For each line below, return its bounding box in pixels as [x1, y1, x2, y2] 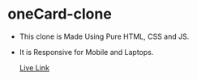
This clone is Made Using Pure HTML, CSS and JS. [19, 32, 190, 41]
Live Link [19, 62, 50, 73]
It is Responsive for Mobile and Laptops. [19, 47, 154, 57]
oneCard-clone [7, 5, 113, 23]
